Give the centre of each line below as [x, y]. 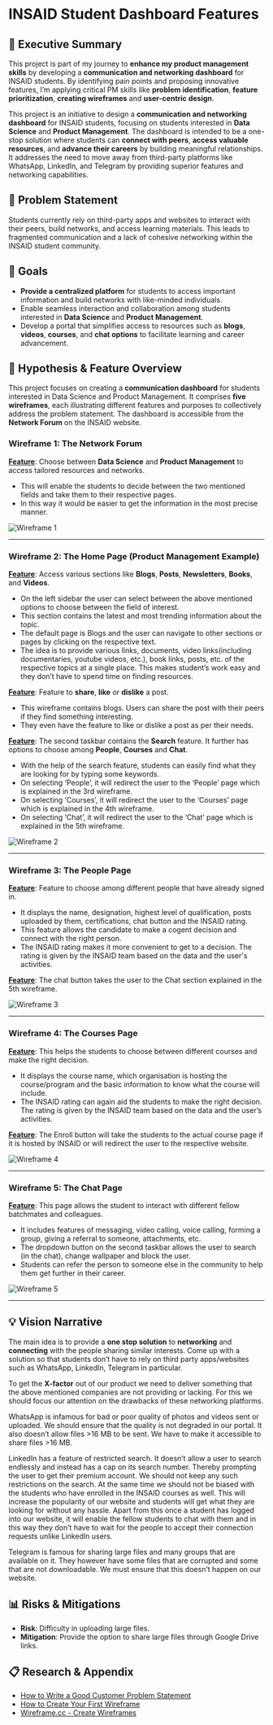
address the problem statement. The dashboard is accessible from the [126, 414]
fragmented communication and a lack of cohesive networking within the [131, 237]
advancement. [44, 343]
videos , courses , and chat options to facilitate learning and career [132, 334]
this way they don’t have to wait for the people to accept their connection [131, 1527]
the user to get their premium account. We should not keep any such [123, 1475]
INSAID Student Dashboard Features [134, 14]
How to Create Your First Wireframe [80, 1704]
